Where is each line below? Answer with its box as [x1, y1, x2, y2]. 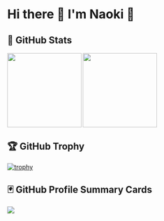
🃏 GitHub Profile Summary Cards [7, 184, 152, 196]
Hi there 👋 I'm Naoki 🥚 [7, 6, 135, 22]
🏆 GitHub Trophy [7, 141, 85, 152]
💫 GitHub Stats [7, 34, 72, 46]
